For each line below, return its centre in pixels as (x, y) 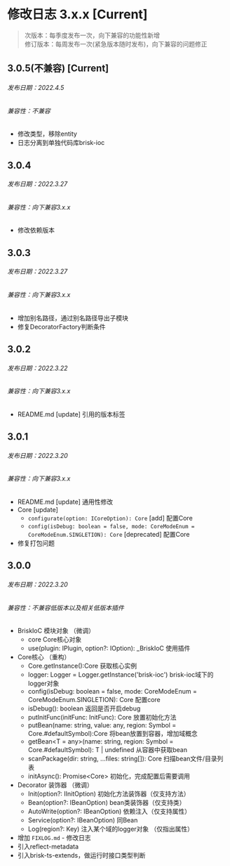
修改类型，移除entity (47, 134)
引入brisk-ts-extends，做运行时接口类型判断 (81, 855)
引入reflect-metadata (48, 847)
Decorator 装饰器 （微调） (55, 785)
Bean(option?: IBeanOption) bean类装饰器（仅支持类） (107, 803)
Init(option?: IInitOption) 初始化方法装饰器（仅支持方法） (109, 794)
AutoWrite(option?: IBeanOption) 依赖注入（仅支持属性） (109, 811)
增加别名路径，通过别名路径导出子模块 (73, 318)
